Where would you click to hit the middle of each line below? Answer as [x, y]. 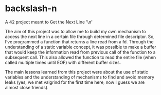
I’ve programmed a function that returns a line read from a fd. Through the [80, 41]
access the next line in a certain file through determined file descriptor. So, [80, 37]
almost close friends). [27, 87]
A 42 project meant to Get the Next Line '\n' [49, 22]
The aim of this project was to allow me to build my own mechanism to [76, 31]
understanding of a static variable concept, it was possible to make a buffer [81, 47]
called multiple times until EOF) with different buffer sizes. [63, 62]
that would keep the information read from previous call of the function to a [80, 52]
